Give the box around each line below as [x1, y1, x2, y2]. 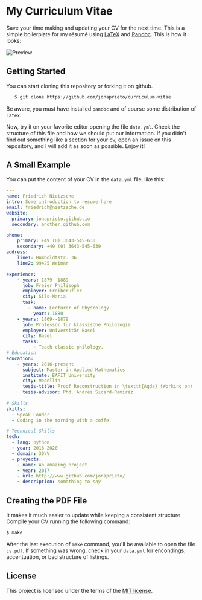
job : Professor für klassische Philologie [22, 321, 131, 327]
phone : [6, 232, 23, 238]
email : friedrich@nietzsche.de [6, 204, 85, 211]
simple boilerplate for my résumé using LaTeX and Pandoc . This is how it [6, 30, 187, 37]
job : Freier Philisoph [22, 282, 80, 288]
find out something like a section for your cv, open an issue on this [6, 136, 171, 143]
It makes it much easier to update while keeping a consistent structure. [6, 512, 182, 518]
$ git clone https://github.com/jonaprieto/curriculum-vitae [14, 94, 171, 100]
